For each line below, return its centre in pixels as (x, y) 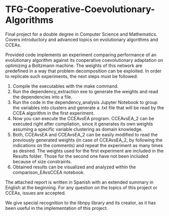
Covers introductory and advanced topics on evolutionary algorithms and (82, 40)
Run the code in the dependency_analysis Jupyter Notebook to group (85, 102)
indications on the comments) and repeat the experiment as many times (88, 145)
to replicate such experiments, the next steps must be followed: (72, 76)
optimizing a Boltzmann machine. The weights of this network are (74, 65)
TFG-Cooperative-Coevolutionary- (80, 9)
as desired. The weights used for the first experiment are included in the (88, 151)
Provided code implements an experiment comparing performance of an (81, 55)
